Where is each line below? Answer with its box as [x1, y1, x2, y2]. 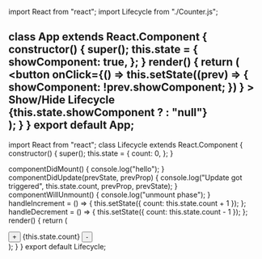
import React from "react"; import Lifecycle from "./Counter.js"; [8, 7, 218, 16]
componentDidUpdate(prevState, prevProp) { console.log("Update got [8, 173, 243, 182]
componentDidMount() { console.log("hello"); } [8, 164, 165, 173]
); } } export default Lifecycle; [8, 241, 107, 251]
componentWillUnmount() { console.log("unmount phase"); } [8, 190, 211, 199]
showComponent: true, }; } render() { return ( [8, 56, 240, 69]
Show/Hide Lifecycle [8, 93, 116, 107]
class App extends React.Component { [8, 30, 208, 44]
